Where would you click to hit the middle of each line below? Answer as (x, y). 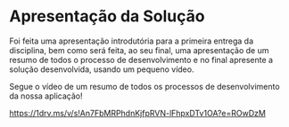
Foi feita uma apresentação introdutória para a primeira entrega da (132, 41)
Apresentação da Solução (107, 16)
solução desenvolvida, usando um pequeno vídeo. (102, 69)
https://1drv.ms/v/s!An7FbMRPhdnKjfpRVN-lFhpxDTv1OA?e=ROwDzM (137, 113)
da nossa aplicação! (46, 96)
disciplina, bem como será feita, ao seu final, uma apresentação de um (139, 50)
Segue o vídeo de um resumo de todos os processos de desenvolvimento (144, 86)
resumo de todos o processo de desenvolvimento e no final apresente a (141, 60)
